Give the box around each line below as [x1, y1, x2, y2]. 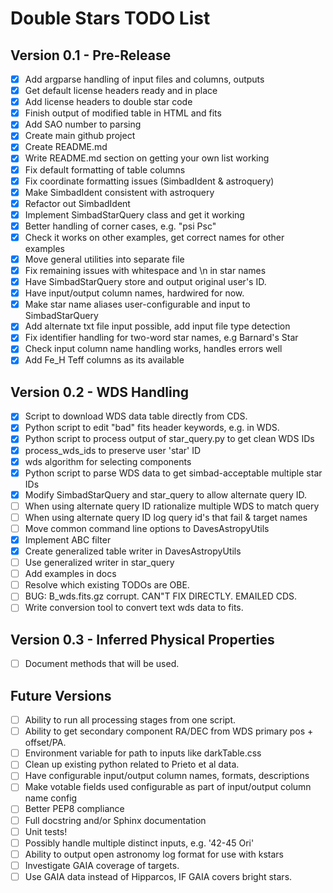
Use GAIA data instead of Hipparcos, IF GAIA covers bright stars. [24, 870, 293, 882]
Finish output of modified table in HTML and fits [24, 107, 222, 119]
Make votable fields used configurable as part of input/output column [24, 781, 312, 793]
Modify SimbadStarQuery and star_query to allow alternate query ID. [24, 488, 308, 501]
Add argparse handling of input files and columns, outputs [24, 73, 265, 85]
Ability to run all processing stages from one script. [24, 714, 237, 726]
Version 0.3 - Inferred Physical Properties [10, 631, 275, 648]
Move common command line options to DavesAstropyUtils [24, 522, 270, 534]
